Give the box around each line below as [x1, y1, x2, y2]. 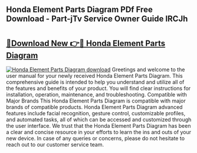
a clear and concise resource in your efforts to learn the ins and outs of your [6, 129, 192, 135]
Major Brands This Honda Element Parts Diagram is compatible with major [6, 97, 186, 104]
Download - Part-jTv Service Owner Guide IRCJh [6, 14, 188, 24]
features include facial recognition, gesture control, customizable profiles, [6, 110, 186, 117]
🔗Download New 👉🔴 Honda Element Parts [6, 38, 166, 48]
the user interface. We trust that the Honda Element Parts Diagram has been [6, 122, 191, 129]
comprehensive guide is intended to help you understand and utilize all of [6, 79, 185, 85]
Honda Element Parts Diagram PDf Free [6, 5, 153, 15]
